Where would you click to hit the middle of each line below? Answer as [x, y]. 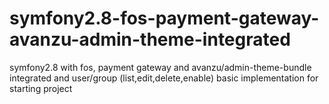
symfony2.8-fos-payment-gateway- [164, 18]
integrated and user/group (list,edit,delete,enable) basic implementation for [164, 78]
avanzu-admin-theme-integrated [150, 39]
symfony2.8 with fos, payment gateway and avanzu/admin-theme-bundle [160, 67]
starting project [41, 88]
